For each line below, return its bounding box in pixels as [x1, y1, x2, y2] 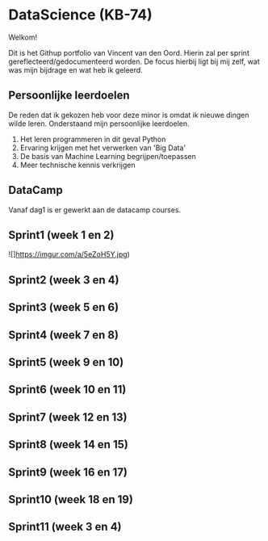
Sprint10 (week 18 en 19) [8, 493, 133, 506]
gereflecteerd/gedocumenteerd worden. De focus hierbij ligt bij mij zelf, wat [8, 57, 260, 66]
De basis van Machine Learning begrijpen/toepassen [19, 151, 196, 161]
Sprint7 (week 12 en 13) [8, 410, 128, 424]
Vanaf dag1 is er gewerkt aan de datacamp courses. [8, 204, 182, 215]
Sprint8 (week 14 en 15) [8, 438, 129, 451]
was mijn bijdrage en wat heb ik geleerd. [8, 65, 143, 74]
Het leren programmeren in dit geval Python [19, 134, 166, 144]
